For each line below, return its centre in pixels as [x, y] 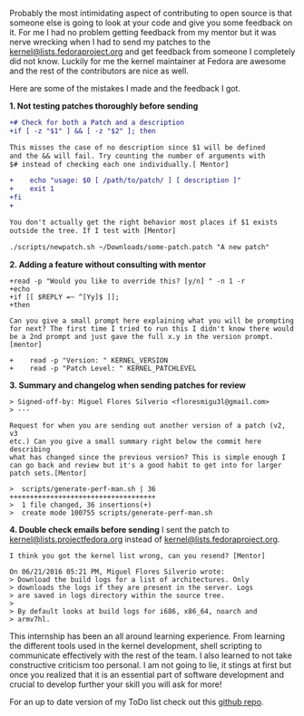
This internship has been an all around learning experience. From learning [147, 636]
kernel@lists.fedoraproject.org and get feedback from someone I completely [152, 52]
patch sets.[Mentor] [49, 473]
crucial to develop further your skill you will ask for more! [116, 684]
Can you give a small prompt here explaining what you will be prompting [152, 321]
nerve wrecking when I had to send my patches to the [110, 42]
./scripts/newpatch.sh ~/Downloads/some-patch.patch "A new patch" [140, 247]
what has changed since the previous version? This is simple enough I [147, 457]
